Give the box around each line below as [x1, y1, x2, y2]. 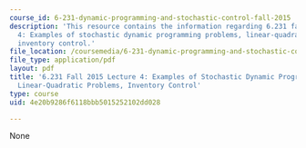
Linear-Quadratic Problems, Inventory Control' [17, 81, 202, 90]
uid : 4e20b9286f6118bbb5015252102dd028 [9, 97, 161, 107]
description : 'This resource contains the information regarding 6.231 [9, 22, 287, 31]
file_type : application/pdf [9, 55, 117, 64]
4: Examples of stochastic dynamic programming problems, [17, 30, 243, 39]
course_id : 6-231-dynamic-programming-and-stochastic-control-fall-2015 [9, 13, 291, 23]
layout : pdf [9, 64, 55, 74]
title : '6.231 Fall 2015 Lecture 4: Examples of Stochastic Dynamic [9, 73, 275, 82]
